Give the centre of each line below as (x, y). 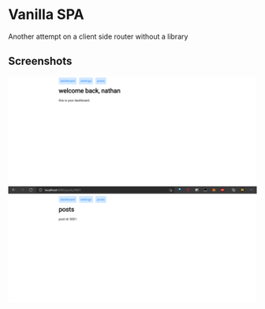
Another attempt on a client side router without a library (98, 36)
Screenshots (40, 61)
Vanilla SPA (46, 15)
